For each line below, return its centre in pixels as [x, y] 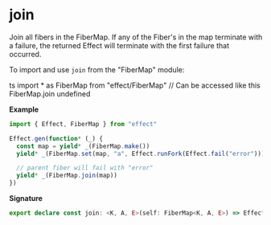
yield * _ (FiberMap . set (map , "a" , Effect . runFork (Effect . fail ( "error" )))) [142, 153]
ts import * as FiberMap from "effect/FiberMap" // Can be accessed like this [135, 85]
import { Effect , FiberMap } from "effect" [83, 124]
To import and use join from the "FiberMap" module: [97, 69]
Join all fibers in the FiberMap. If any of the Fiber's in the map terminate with [136, 37]
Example [24, 109]
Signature [26, 198]
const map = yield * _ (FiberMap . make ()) [83, 146]
